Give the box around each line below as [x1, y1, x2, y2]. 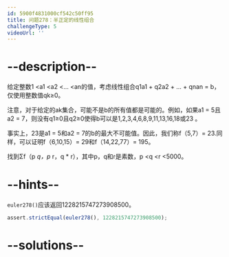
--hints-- [7, 177, 60, 193]
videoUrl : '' [7, 29, 45, 37]
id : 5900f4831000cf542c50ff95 [7, 10, 94, 17]
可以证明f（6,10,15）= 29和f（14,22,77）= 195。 [19, 138, 155, 146]
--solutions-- [7, 238, 85, 254]
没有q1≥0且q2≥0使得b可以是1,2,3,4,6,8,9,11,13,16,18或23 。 [36, 114, 201, 123]
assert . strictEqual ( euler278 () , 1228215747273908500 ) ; [7, 214, 168, 221]
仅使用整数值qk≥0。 [7, 91, 65, 100]
